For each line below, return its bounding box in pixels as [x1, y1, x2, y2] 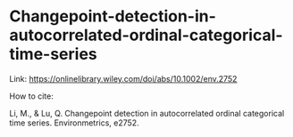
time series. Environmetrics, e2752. [9, 117, 140, 128]
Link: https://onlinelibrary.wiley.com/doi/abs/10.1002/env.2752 [9, 73, 238, 84]
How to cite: [9, 91, 54, 101]
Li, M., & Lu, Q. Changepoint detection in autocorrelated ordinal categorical [9, 108, 285, 118]
